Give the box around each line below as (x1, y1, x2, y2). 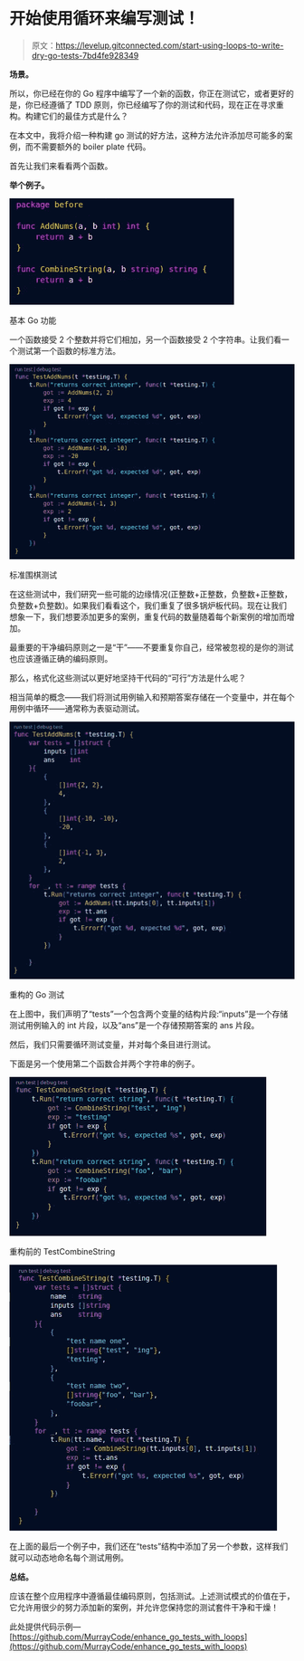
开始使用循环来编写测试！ (9, 8, 201, 29)
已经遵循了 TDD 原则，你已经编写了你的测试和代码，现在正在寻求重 (33, 99, 285, 110)
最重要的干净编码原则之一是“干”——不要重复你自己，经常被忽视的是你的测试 (9, 642, 294, 653)
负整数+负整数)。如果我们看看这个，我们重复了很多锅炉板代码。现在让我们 (9, 600, 288, 611)
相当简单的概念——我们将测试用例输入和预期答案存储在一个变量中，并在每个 (9, 692, 295, 702)
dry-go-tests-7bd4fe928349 (31, 50, 139, 61)
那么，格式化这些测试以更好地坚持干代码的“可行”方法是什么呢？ (9, 673, 247, 683)
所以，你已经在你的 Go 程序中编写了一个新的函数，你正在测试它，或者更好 (9, 88, 287, 99)
